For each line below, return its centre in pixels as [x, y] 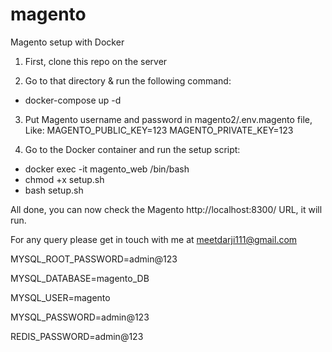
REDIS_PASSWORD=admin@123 [77, 336]
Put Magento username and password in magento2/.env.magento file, [168, 119]
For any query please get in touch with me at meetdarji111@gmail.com [154, 239]
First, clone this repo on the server [96, 61]
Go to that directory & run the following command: [128, 80]
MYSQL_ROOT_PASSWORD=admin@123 [94, 259]
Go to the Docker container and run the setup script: [132, 149]
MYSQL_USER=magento [60, 297]
